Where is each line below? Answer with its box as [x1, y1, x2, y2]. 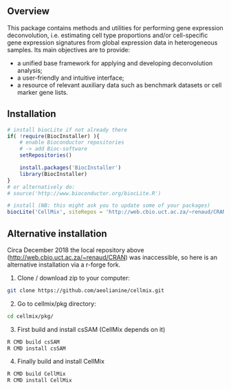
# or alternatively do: [7, 184, 76, 190]
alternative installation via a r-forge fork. [7, 260, 121, 269]
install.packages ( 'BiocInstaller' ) [19, 164, 122, 171]
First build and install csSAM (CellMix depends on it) [16, 325, 166, 333]
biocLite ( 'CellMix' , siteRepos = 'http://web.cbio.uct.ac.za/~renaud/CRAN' [7, 209, 229, 216]
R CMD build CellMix [7, 370, 67, 377]
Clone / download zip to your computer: [16, 274, 131, 282]
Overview [7, 5, 50, 17]
